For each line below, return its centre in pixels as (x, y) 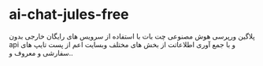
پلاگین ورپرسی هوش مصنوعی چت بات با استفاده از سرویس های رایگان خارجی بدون (132, 36)
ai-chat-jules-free (69, 15)
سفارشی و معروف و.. (41, 53)
